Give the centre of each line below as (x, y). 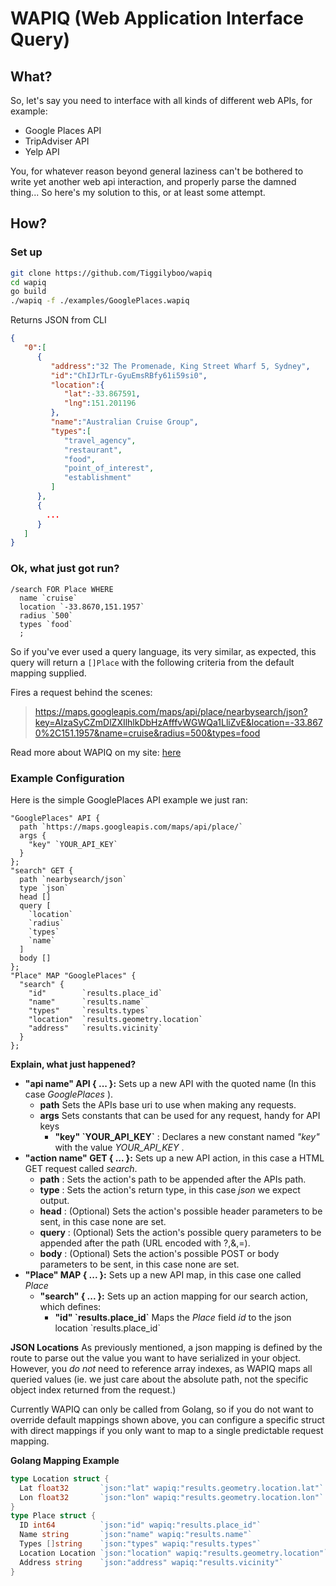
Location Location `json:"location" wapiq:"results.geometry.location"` (174, 1553)
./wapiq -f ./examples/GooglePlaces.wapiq (100, 301)
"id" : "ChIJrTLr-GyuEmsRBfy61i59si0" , (129, 375)
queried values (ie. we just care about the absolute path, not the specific (159, 1379)
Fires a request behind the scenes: (81, 692)
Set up (26, 252)
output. (54, 1200)
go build (28, 292)
